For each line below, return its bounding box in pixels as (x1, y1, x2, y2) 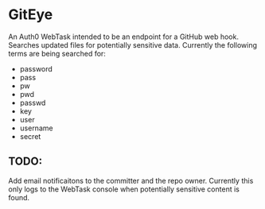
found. (8, 192, 30, 202)
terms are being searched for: (8, 48, 106, 58)
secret (19, 131, 41, 141)
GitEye (8, 6, 53, 24)
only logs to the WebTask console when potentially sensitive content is (8, 184, 240, 194)
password (19, 64, 53, 73)
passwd (19, 98, 46, 107)
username (19, 123, 53, 133)
